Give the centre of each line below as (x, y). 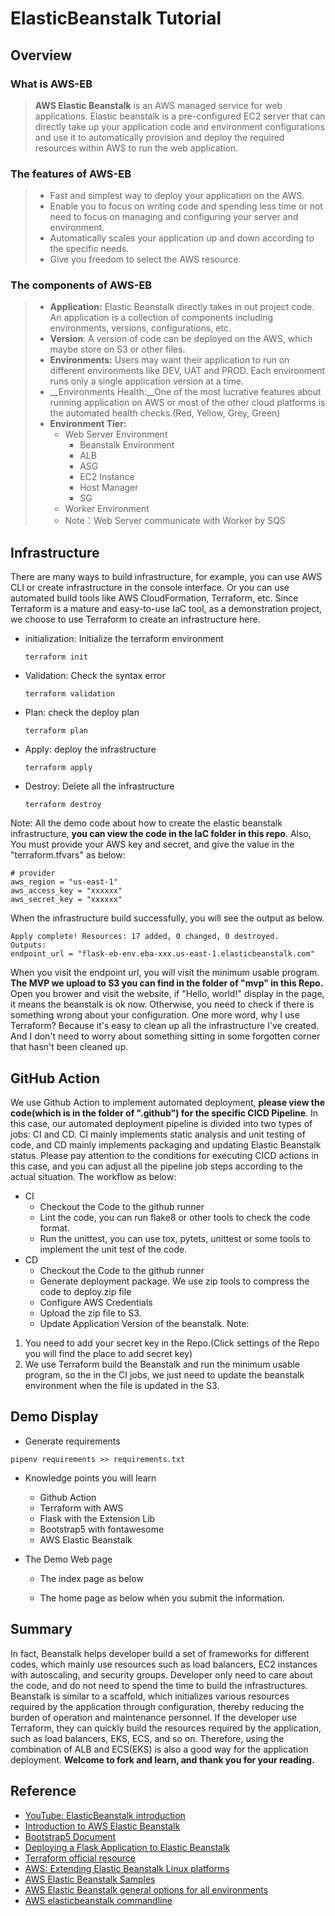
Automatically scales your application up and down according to (182, 238)
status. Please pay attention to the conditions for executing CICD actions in (164, 1156)
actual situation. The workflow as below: (93, 1177)
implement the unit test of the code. (113, 1249)
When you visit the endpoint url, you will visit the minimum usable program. (165, 973)
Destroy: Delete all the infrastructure (99, 786)
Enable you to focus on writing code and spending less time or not (186, 206)
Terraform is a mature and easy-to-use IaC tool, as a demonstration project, (166, 609)
